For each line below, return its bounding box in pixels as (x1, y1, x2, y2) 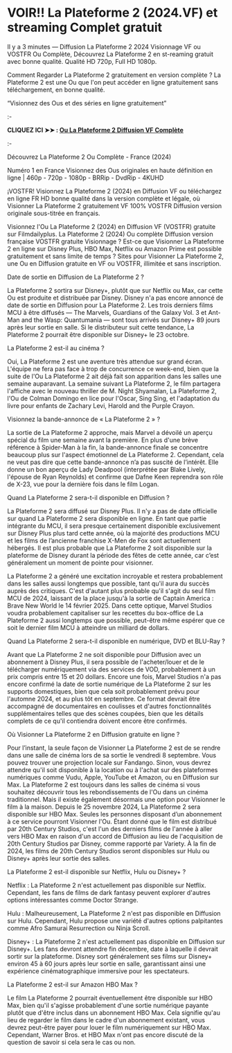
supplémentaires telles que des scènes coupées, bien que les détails (7, 709, 204, 717)
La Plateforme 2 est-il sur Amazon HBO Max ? (7, 980, 139, 988)
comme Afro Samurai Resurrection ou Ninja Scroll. (7, 924, 151, 932)
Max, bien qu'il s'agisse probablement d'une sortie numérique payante (7, 1001, 209, 1009)
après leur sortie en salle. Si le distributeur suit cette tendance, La (7, 323, 195, 331)
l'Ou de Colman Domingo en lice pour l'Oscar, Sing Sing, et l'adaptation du (7, 394, 220, 402)
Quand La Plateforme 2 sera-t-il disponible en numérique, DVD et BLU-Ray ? (7, 637, 225, 645)
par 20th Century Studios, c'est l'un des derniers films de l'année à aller (7, 824, 213, 833)
